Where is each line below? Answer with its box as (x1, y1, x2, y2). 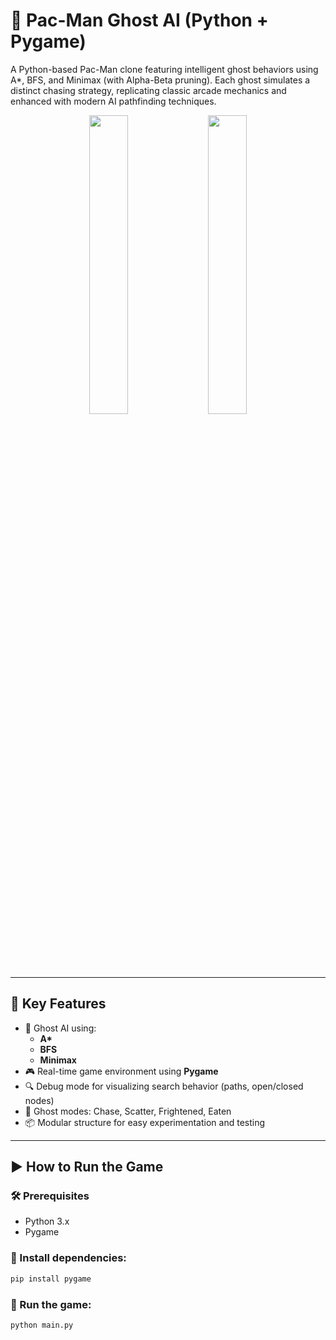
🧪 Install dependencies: (10, 1251, 127, 1265)
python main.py (10, 1320, 74, 1330)
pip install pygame (10, 1274, 92, 1284)
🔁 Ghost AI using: (24, 1022, 97, 1034)
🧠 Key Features (10, 995, 107, 1013)
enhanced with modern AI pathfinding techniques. (10, 95, 217, 107)
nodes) (24, 1094, 55, 1106)
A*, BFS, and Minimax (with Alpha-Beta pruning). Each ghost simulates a (10, 74, 311, 86)
